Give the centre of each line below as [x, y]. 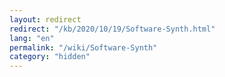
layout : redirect [45, 19]
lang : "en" [32, 38]
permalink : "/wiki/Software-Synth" [83, 47]
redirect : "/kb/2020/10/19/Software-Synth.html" [112, 29]
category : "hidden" [50, 57]
